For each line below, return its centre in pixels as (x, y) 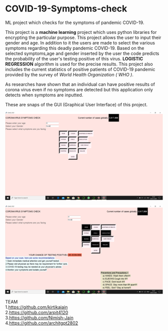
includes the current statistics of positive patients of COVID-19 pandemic (80, 69)
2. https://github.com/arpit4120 (37, 312)
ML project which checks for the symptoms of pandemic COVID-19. (75, 22)
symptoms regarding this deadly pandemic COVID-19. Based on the (75, 48)
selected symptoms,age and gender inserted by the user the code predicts (82, 53)
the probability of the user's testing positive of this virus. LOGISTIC (74, 58)
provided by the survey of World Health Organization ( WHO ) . (69, 74)
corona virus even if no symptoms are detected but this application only (79, 89)
